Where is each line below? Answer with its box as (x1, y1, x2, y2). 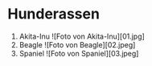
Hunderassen (7, 5, 100, 23)
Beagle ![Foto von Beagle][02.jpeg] (18, 39, 136, 49)
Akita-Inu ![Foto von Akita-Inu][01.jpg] (18, 31, 146, 41)
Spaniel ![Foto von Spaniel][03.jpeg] (18, 48, 139, 58)
